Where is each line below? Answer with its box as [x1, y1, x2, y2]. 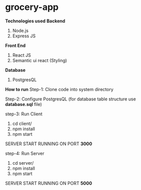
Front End [5, 42, 26, 48]
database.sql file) [5, 101, 42, 107]
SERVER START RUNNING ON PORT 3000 [5, 141, 92, 147]
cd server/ [12, 160, 34, 166]
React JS [12, 52, 31, 58]
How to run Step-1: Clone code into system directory [5, 86, 114, 92]
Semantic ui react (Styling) [12, 57, 67, 63]
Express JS [12, 33, 36, 39]
